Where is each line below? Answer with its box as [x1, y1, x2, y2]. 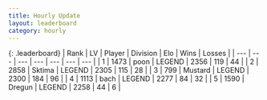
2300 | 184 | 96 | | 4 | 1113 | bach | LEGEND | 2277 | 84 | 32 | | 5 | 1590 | [8, 74, 245, 84]
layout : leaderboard [8, 19, 78, 27]
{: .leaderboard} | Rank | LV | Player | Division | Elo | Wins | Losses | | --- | [8, 49, 251, 58]
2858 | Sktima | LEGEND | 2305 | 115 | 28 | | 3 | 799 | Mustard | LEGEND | [8, 66, 250, 75]
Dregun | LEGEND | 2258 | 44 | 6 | [8, 82, 121, 92]
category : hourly [8, 26, 67, 34]
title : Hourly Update [8, 11, 81, 20]
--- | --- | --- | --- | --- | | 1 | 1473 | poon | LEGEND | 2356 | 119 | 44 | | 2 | [17, 57, 259, 66]
